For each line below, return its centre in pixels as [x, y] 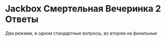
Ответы [22, 19]
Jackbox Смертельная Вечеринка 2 [83, 9]
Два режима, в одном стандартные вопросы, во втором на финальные [81, 33]
